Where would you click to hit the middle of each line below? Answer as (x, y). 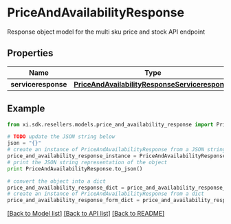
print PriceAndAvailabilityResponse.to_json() (75, 169)
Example (26, 109)
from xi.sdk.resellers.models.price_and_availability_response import (110, 124)
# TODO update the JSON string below (61, 137)
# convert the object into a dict (57, 181)
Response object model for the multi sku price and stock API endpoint (106, 32)
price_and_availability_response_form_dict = (73, 201)
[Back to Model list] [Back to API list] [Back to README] (86, 214)
